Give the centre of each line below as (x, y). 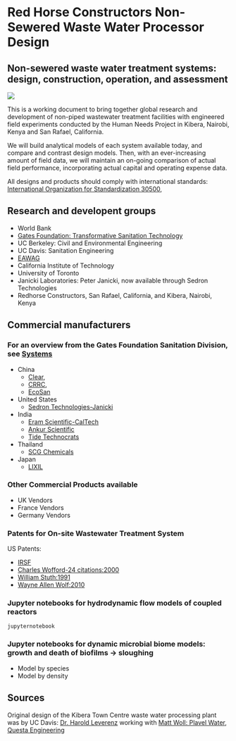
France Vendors (41, 507)
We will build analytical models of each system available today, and (105, 145)
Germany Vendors (44, 515)
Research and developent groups (82, 211)
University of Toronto (48, 273)
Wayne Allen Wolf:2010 (51, 585)
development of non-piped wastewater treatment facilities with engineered (116, 117)
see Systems (30, 354)
